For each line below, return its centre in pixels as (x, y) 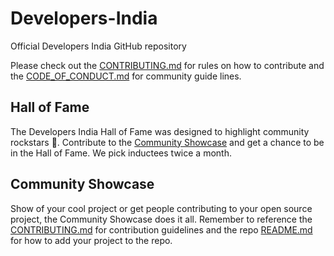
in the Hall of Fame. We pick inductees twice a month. (121, 153)
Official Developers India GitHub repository (98, 46)
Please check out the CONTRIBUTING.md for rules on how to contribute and (167, 65)
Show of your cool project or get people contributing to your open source (161, 208)
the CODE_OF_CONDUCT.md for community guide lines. (126, 76)
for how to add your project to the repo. (91, 240)
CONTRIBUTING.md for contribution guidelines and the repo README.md (161, 229)
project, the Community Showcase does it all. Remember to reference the (161, 219)
